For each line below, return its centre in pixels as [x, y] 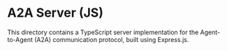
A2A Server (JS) [55, 13]
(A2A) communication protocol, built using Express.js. [112, 39]
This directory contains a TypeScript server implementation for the [103, 32]
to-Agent [20, 39]
